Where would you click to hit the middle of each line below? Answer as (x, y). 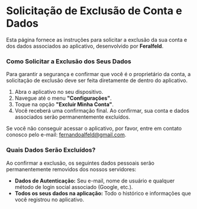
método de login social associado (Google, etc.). (74, 187)
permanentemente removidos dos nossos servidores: (71, 169)
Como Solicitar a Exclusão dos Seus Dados (69, 61)
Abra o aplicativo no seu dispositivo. (59, 92)
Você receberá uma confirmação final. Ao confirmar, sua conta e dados (102, 111)
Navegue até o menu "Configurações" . (63, 98)
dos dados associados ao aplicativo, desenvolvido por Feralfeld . (85, 46)
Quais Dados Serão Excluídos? (51, 150)
